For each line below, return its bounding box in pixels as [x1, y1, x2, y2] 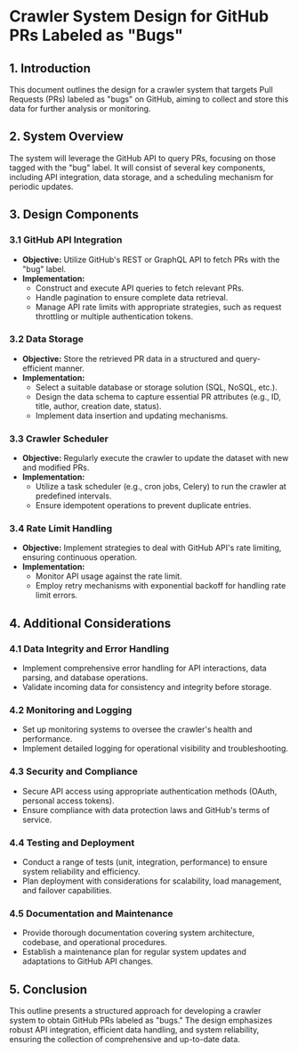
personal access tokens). [21, 795, 115, 806]
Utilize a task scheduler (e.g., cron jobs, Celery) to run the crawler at [35, 481, 286, 492]
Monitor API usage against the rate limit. [35, 571, 182, 581]
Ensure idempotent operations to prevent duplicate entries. [35, 500, 252, 511]
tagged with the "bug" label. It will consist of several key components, [9, 162, 266, 173]
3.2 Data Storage [9, 333, 85, 345]
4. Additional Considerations [9, 615, 172, 630]
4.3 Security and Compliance [9, 765, 138, 777]
